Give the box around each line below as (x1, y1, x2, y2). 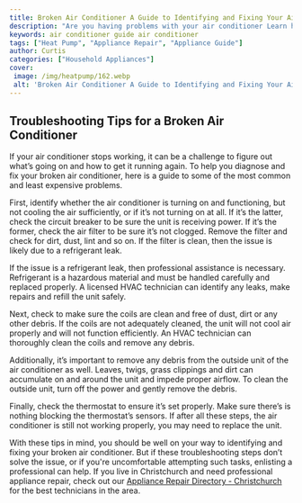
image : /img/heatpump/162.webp (13, 72, 130, 81)
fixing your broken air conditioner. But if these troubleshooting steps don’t (9, 447, 283, 458)
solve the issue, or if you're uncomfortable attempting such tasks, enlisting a (9, 456, 293, 468)
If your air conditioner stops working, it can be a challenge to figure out (9, 151, 272, 162)
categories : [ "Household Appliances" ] (9, 55, 155, 64)
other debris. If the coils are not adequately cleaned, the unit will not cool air (9, 319, 292, 329)
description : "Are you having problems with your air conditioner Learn (9, 22, 288, 31)
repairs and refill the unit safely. (9, 292, 127, 302)
